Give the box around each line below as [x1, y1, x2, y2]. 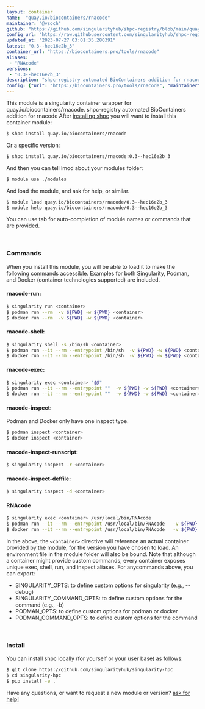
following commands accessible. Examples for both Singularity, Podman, [6, 269, 189, 277]
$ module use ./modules [6, 176, 67, 182]
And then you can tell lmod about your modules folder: [6, 164, 143, 171]
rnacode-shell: [6, 328, 45, 335]
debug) [15, 588, 34, 596]
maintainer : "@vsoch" [6, 20, 62, 26]
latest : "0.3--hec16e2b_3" [6, 43, 75, 49]
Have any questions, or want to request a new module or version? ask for [6, 689, 190, 697]
